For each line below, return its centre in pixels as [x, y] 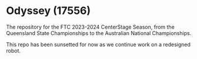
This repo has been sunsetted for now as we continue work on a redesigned [98, 44]
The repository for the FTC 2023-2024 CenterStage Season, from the [90, 27]
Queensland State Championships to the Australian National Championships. [99, 33]
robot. [14, 50]
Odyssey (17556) [49, 11]
